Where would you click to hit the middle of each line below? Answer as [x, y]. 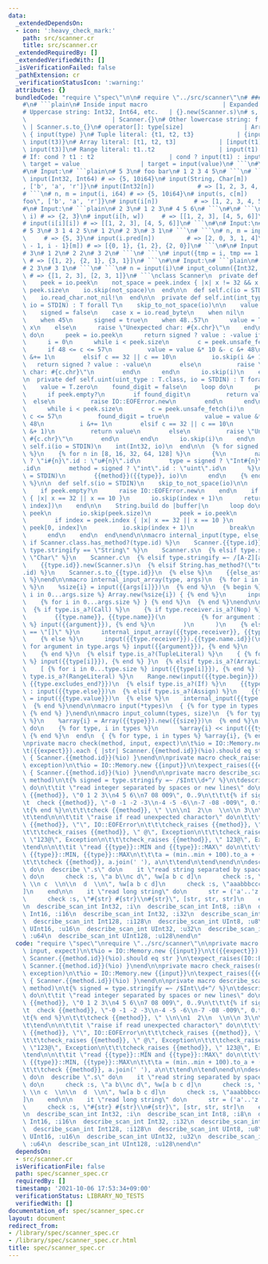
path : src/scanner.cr [58, 38]
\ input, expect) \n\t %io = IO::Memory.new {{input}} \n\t [119, 951]
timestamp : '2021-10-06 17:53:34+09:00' [83, 1189]
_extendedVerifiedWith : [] [60, 61]
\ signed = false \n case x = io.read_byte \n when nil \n [134, 312]
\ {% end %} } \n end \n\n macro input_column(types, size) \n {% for [135, 714]
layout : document [37, 1218]
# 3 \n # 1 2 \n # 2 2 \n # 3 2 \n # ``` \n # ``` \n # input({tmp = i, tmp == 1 [141, 253]
